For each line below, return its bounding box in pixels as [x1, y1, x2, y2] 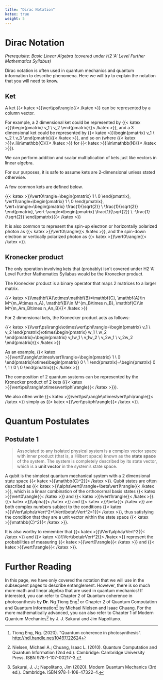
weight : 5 [5, 16, 25, 21]
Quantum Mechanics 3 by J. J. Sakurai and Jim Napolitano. [5, 615, 122, 622]
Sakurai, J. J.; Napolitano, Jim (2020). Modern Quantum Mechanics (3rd [12, 664, 157, 670]
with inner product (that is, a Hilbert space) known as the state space [16, 453, 156, 459]
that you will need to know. [5, 78, 59, 84]
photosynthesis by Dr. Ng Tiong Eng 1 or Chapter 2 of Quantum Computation [5, 598, 157, 605]
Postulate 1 [5, 435, 39, 443]
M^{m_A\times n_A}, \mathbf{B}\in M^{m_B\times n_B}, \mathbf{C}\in [5, 300, 144, 306]
